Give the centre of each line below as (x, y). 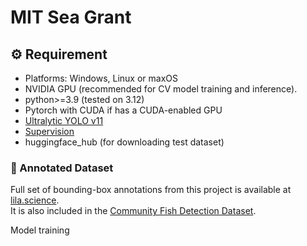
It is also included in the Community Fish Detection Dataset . (133, 211)
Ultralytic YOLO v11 (64, 120)
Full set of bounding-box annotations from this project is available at (151, 190)
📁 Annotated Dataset (62, 168)
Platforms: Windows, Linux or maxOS (101, 78)
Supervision (49, 131)
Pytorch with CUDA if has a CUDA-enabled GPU (123, 110)
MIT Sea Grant (71, 17)
